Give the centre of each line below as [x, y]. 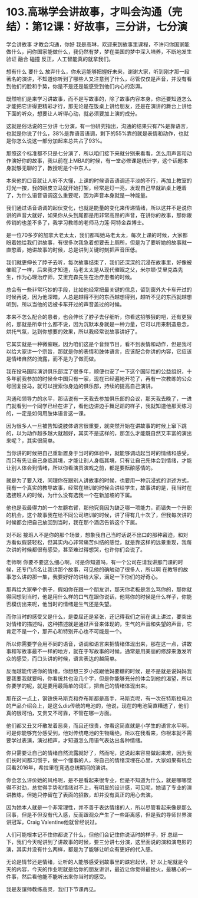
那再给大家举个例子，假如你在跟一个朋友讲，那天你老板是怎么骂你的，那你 [96, 589]
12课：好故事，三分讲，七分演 [115, 27]
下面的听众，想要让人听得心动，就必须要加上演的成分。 [73, 113]
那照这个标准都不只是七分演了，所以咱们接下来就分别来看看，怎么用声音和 [96, 153]
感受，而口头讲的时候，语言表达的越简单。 [68, 658]
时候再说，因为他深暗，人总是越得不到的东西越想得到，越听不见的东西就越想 [99, 297]
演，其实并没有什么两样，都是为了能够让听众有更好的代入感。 [81, 849]
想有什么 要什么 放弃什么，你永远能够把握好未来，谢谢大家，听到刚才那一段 [98, 71]
